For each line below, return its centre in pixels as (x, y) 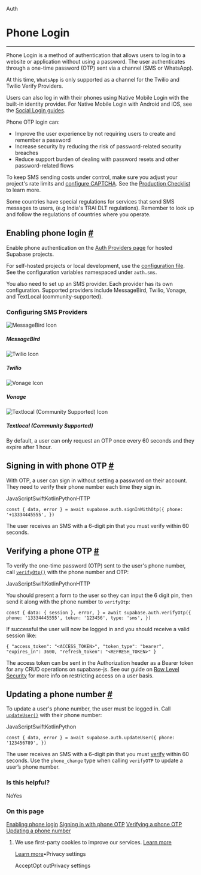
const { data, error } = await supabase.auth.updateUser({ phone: (91, 738)
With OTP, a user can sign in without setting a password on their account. (97, 480)
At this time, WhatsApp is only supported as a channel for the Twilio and (93, 79)
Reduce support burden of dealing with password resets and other (97, 159)
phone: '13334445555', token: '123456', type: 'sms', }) (79, 618)
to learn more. (23, 190)
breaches (27, 153)
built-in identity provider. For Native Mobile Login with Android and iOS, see (99, 104)
